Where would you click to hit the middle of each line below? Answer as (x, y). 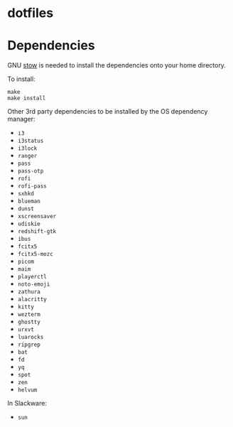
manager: (21, 119)
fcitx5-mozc (35, 254)
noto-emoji (34, 285)
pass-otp (31, 171)
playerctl (32, 277)
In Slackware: (27, 404)
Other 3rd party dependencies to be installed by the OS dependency (108, 112)
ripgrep (29, 345)
